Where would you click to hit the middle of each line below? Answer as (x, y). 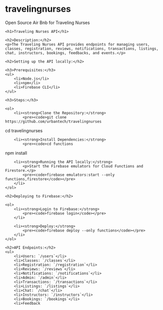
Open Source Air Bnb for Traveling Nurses (47, 23)
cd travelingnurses (24, 130)
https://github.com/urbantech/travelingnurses (53, 121)
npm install (16, 153)
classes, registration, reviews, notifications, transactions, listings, (82, 48)
